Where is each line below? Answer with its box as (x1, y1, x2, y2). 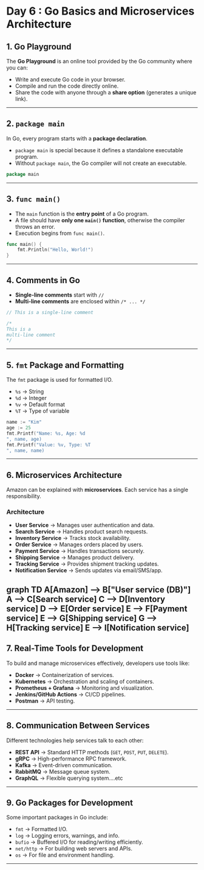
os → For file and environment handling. (15, 851, 115, 859)
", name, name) (6, 447, 45, 454)
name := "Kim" (6, 419, 42, 426)
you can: (6, 64, 29, 71)
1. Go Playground (6, 41, 72, 52)
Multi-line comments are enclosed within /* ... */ (15, 297, 146, 305)
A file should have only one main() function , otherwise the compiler (15, 216, 185, 223)
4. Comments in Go (6, 275, 80, 286)
